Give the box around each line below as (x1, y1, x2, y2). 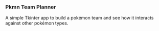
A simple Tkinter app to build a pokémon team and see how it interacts (5, 15, 154, 21)
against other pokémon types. (5, 20, 69, 26)
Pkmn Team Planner (5, 3, 56, 10)
